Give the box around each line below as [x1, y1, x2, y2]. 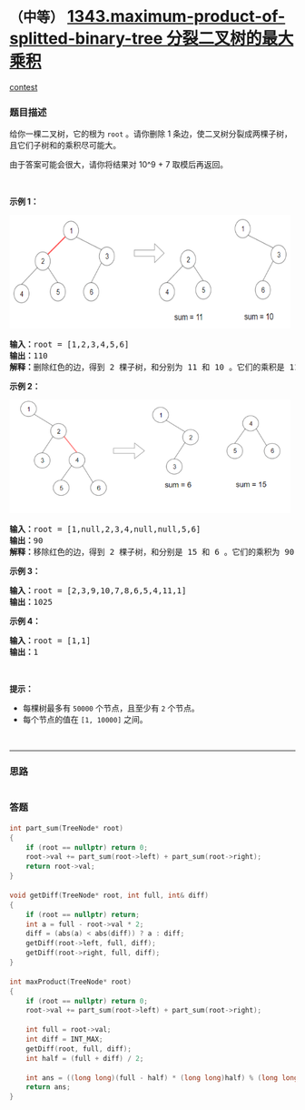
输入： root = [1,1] [9, 636, 92, 646]
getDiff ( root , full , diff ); [25, 1044, 132, 1054]
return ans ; [25, 1083, 71, 1092]
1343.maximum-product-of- [66, 6, 286, 27]
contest [9, 81, 38, 92]
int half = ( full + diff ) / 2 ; [25, 1054, 144, 1063]
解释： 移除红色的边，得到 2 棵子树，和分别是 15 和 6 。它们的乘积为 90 [9, 547, 295, 558]
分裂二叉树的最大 [166, 28, 294, 49]
